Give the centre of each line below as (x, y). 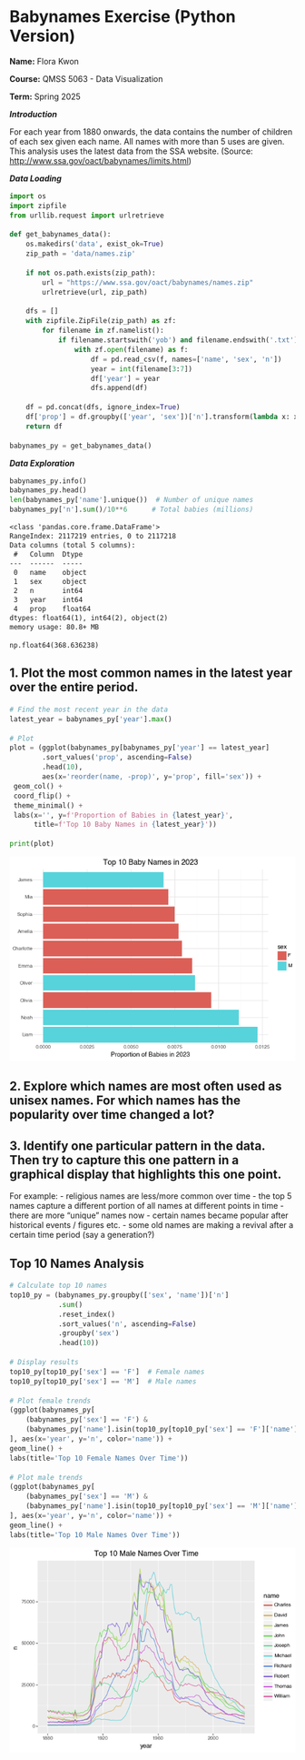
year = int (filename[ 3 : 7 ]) (142, 369)
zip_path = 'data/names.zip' (81, 254)
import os (28, 196)
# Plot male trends (46, 1477)
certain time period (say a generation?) (82, 1235)
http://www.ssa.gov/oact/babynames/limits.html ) (101, 160)
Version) (42, 36)
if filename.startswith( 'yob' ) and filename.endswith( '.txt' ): (180, 340)
